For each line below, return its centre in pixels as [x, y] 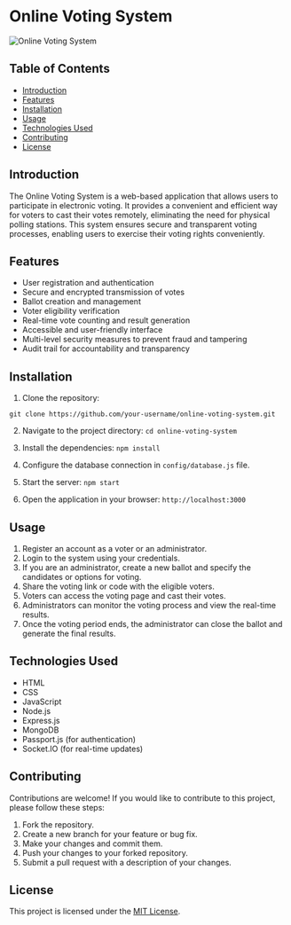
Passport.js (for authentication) [79, 739]
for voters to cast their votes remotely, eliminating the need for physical [140, 215]
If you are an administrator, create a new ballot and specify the [136, 568]
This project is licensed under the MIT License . [95, 912]
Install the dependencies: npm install [91, 448]
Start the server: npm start [71, 482]
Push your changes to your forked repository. [105, 852]
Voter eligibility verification [71, 311]
